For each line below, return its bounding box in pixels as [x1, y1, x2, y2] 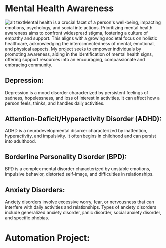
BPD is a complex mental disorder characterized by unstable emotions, [5, 166, 151, 172]
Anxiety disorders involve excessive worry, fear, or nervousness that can [5, 199, 154, 205]
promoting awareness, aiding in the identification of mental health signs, [5, 51, 153, 57]
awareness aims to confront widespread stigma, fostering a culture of [5, 30, 148, 36]
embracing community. [5, 62, 53, 68]
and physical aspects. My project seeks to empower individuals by [5, 46, 142, 52]
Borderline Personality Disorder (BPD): [5, 152, 127, 161]
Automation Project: [5, 232, 90, 244]
